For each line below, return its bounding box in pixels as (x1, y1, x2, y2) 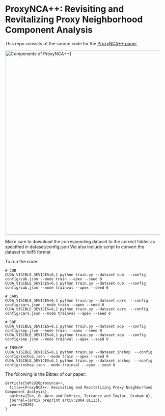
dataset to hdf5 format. (5, 249, 52, 255)
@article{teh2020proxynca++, (5, 381, 65, 386)
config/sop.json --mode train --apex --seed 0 (5, 328, 102, 333)
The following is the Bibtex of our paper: (5, 371, 86, 377)
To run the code (5, 258, 38, 264)
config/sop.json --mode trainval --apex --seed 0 (5, 336, 109, 342)
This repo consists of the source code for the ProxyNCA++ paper (5, 40, 137, 46)
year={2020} (9, 402, 34, 407)
